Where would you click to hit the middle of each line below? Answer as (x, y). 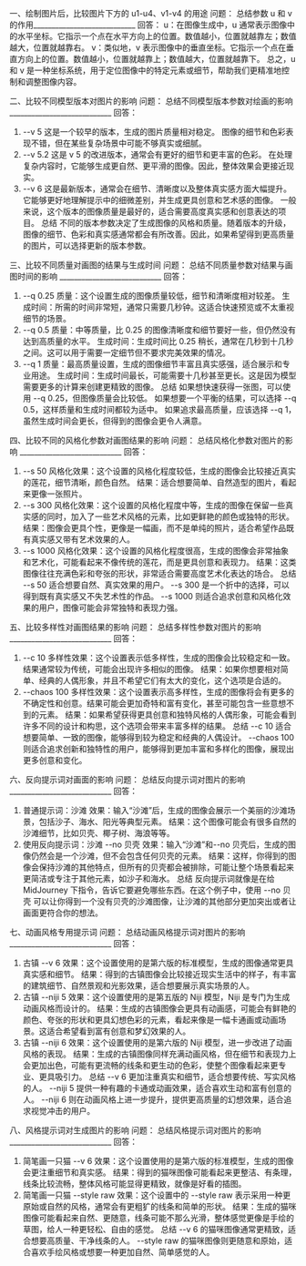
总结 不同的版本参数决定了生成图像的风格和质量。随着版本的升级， (166, 223)
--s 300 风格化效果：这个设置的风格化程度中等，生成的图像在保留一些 (154, 505)
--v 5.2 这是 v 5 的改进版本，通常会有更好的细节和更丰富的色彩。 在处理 (158, 154)
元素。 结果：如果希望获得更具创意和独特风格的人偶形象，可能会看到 (168, 715)
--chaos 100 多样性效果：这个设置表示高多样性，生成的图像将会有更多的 (158, 692)
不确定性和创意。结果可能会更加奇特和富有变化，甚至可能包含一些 (146, 703)
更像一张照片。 (59, 494)
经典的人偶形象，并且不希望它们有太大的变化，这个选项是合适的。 (163, 680)
